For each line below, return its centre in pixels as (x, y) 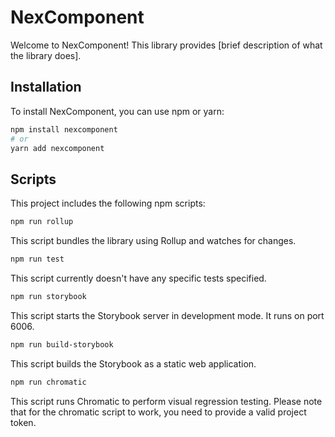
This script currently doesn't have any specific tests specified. (138, 278)
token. (23, 422)
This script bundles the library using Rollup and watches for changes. (153, 241)
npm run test (37, 259)
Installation (46, 87)
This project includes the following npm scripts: (108, 203)
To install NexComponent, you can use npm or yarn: (117, 111)
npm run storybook (48, 296)
